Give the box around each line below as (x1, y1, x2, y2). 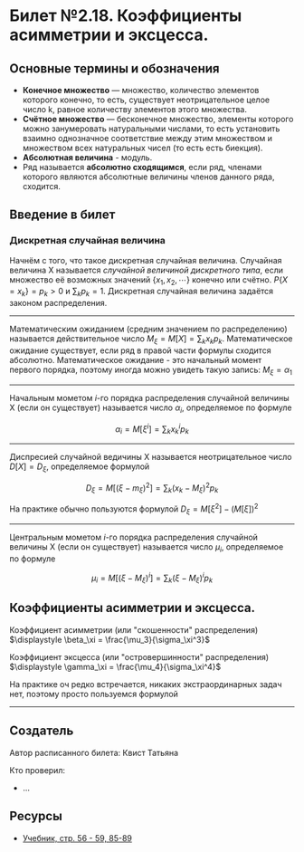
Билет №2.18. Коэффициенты (9, 5, 242, 26)
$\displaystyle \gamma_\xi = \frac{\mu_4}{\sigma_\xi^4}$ (9, 661, 222, 672)
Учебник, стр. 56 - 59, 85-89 (22, 832, 133, 843)
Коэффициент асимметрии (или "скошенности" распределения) (9, 624, 259, 635)
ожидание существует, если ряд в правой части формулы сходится (9, 345, 271, 356)
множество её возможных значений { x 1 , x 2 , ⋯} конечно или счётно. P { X (9, 273, 288, 287)
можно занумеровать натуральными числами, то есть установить (22, 123, 280, 134)
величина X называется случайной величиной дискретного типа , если (9, 264, 283, 275)
